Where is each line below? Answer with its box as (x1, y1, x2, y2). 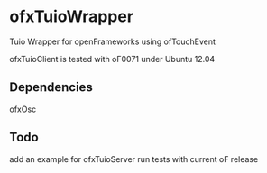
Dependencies (9, 79, 93, 96)
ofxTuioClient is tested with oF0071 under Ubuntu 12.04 (9, 53, 216, 64)
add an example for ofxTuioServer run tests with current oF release (9, 153, 259, 164)
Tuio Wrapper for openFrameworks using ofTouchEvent (9, 36, 216, 47)
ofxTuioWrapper (9, 6, 133, 27)
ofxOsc (9, 104, 37, 114)
